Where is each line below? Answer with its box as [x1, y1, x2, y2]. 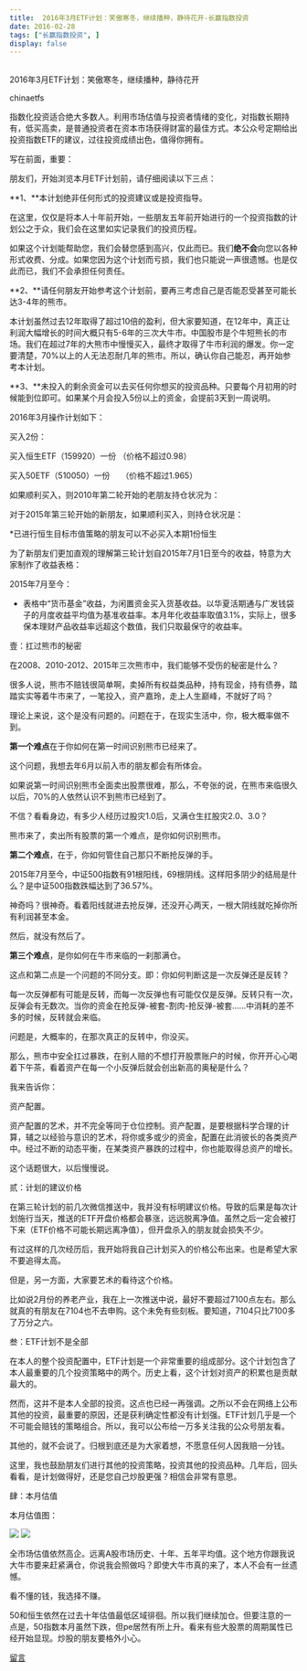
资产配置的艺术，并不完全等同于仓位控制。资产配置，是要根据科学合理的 [9, 1120, 281, 1131]
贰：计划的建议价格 [9, 1181, 82, 1193]
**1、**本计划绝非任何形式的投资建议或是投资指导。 [9, 192, 207, 203]
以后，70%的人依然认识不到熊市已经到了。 [9, 791, 172, 802]
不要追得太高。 [9, 1254, 66, 1266]
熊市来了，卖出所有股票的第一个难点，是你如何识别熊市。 [9, 829, 226, 841]
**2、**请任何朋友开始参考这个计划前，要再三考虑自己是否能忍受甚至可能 [9, 284, 290, 295]
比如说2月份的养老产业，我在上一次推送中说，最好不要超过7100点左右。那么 [9, 1293, 297, 1304]
